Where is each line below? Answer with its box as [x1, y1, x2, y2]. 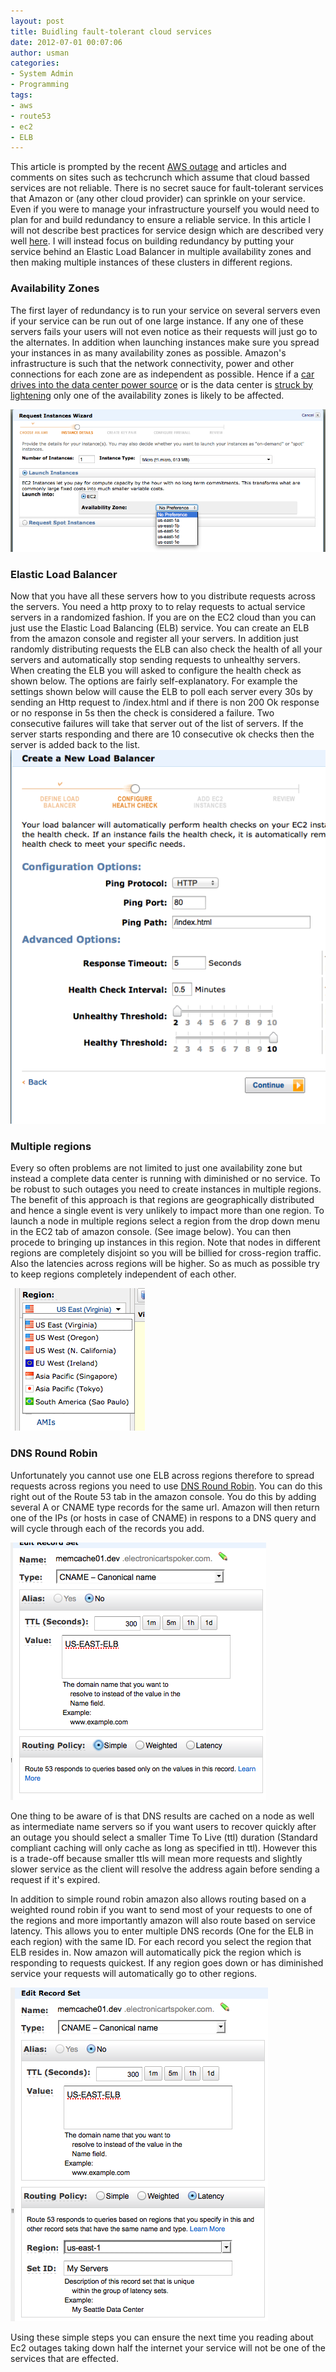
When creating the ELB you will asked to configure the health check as [10, 664, 302, 676]
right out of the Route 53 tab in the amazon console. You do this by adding [10, 1490, 317, 1502]
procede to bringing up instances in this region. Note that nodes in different [10, 1236, 321, 1249]
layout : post [10, 16, 65, 26]
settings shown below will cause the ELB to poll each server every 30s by [10, 685, 313, 697]
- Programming [10, 80, 70, 90]
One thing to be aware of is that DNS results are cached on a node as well [10, 1810, 315, 1822]
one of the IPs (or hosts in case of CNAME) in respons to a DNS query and [10, 1511, 317, 1524]
